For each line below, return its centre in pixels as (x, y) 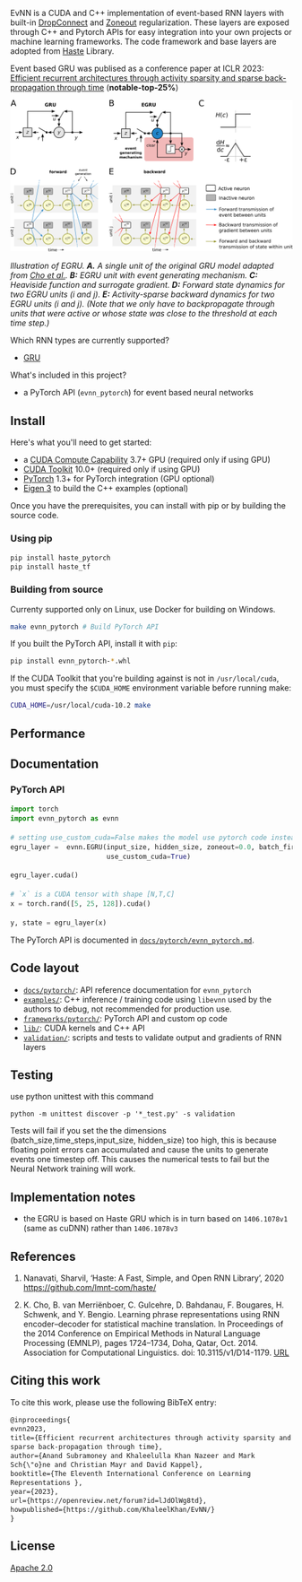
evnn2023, (29, 1429)
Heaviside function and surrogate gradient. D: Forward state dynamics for (147, 285)
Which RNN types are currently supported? (90, 341)
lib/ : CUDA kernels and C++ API (84, 1028)
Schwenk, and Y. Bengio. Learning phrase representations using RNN (151, 1314)
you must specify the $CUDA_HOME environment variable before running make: (151, 688)
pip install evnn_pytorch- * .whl (70, 661)
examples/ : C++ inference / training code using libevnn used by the (147, 999)
